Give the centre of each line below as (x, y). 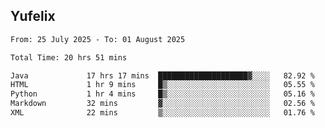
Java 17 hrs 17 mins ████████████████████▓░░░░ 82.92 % (162, 75)
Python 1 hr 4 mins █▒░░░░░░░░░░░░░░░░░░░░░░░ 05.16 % (162, 94)
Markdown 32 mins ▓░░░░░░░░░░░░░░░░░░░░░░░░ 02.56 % (162, 104)
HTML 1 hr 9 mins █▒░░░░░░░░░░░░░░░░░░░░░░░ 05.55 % (162, 85)
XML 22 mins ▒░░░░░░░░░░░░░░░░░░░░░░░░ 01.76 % (162, 113)
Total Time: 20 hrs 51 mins (69, 57)
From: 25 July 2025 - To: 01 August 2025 (98, 39)
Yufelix (33, 16)
